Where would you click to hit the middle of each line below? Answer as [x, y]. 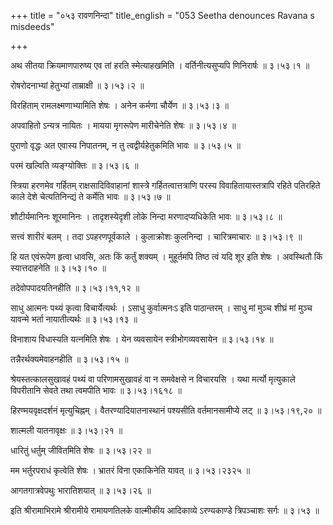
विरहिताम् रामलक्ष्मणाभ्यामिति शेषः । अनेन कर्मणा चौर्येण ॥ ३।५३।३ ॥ [120, 105]
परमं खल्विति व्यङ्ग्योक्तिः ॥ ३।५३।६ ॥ [74, 165]
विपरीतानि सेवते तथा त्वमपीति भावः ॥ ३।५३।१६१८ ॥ [96, 390]
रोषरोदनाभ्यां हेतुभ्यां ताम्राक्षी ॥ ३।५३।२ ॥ [77, 85]
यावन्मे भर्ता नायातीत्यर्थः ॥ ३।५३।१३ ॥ [74, 319]
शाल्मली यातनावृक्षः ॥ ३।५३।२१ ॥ [66, 430]
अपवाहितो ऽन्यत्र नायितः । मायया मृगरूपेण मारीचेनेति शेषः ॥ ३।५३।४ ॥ [123, 125]
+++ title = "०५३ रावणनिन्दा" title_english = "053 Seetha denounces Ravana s [162, 15]
